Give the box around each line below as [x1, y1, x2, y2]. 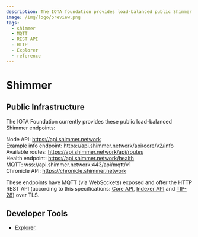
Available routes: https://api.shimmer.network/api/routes [6, 148, 143, 155]
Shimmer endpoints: [6, 124, 56, 131]
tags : [6, 20, 20, 26]
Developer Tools [6, 208, 68, 219]
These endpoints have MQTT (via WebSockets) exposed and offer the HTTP [6, 179, 193, 186]
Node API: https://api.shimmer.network [6, 135, 101, 143]
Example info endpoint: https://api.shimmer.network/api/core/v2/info [6, 142, 174, 149]
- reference [11, 53, 41, 59]
